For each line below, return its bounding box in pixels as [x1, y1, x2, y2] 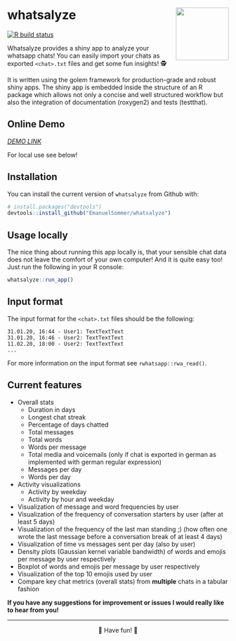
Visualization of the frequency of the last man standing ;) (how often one [17, 524, 228, 533]
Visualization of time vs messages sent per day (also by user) [17, 540, 196, 548]
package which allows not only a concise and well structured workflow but [7, 90, 223, 98]
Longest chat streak [27, 413, 86, 421]
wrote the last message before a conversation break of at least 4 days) [17, 532, 223, 540]
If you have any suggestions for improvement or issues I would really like [7, 598, 225, 607]
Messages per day [27, 465, 82, 474]
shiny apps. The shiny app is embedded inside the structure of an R [7, 83, 203, 91]
